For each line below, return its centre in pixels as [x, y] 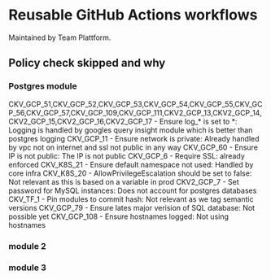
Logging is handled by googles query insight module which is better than [131, 130]
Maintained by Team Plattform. [60, 37]
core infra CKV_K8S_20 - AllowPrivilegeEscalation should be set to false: [130, 173]
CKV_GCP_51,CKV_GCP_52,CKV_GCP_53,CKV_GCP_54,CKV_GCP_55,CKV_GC [135, 104]
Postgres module [43, 86]
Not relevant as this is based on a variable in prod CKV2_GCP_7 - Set [124, 181]
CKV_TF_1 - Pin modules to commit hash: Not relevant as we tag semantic [131, 199]
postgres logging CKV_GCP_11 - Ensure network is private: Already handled [134, 138]
